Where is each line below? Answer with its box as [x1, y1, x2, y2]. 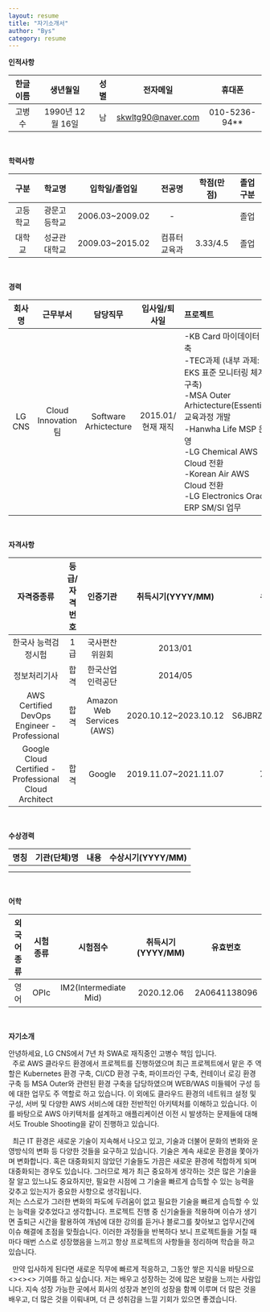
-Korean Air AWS [183, 468, 250, 480]
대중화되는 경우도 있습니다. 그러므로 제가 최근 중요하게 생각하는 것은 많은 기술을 [8, 1166, 257, 1177]
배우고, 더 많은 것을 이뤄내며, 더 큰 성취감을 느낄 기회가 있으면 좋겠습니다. [8, 1294, 237, 1304]
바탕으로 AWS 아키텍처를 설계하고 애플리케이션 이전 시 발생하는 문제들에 [16, 1109, 243, 1119]
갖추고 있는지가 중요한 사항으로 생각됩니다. [8, 1186, 142, 1197]
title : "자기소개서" [8, 19, 69, 27]
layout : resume [8, 11, 59, 20]
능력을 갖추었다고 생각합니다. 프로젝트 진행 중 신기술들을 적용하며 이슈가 [16, 1206, 243, 1217]
